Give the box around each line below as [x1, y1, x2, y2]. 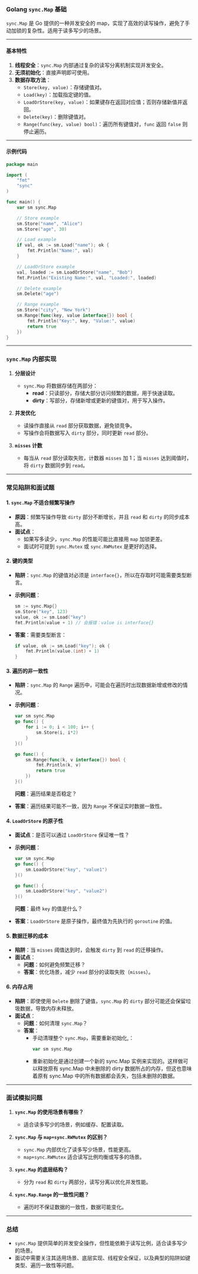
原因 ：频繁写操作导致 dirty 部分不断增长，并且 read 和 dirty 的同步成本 [14, 513, 190, 520]
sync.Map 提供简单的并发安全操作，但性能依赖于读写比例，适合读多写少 [14, 1240, 187, 1247]
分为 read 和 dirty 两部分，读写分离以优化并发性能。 [23, 1178, 151, 1186]
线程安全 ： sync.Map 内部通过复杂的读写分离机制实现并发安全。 [14, 61, 167, 68]
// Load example [16, 237, 57, 243]
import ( [6, 172, 28, 178]
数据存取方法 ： [14, 76, 51, 83]
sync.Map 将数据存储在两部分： [23, 382, 98, 389]
